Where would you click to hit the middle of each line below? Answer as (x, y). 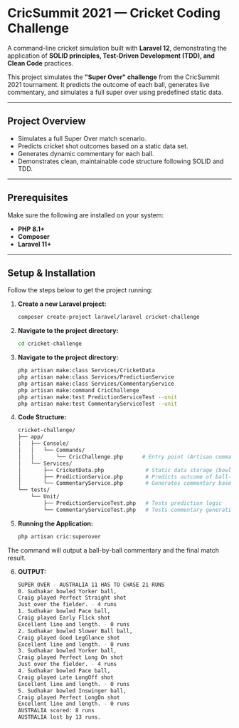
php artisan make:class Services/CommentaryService (96, 384)
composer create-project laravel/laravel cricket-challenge (108, 317)
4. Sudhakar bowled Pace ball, (64, 671)
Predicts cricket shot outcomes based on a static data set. (103, 146)
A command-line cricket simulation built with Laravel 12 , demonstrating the (117, 48)
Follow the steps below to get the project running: (80, 290)
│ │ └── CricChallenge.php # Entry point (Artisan (115, 457)
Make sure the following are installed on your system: (86, 215)
